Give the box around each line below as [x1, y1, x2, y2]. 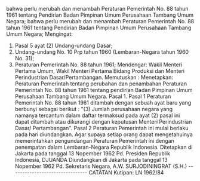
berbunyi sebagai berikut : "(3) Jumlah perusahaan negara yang [14, 106, 173, 112]
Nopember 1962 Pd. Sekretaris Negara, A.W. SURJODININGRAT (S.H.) [14, 162, 187, 170]
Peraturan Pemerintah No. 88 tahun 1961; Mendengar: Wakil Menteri [14, 61, 183, 68]
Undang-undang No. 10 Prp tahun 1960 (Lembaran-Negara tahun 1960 [14, 48, 189, 56]
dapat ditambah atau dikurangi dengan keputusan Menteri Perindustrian [14, 118, 192, 125]
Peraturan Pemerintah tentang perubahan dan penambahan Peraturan [14, 80, 187, 87]
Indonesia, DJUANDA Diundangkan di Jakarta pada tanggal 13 [14, 157, 168, 163]
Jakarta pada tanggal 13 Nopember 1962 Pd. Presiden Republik [14, 150, 171, 157]
